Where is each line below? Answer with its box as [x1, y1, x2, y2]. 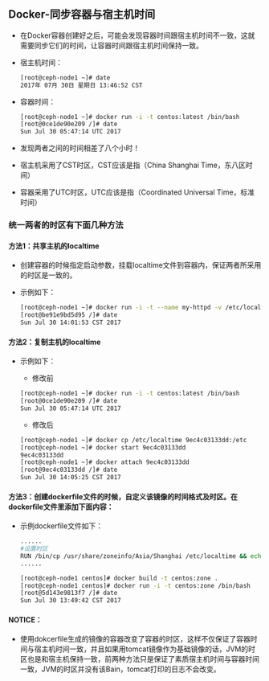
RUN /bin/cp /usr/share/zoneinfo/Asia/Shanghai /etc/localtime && [19, 552, 247, 560]
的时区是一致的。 [19, 270, 77, 280]
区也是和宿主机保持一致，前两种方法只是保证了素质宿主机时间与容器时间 [19, 654, 259, 664]
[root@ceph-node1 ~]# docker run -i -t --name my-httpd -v [19, 304, 222, 312]
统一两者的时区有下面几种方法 [8, 219, 124, 231]
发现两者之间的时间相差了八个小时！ [19, 143, 141, 153]
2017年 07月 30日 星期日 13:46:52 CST [19, 81, 143, 89]
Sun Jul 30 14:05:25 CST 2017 [19, 474, 122, 482]
